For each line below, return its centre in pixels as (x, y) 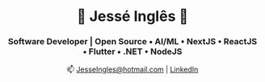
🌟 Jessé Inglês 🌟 (132, 16)
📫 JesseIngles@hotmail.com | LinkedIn (132, 70)
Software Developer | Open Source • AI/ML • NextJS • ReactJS (132, 42)
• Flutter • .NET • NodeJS (132, 51)
